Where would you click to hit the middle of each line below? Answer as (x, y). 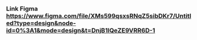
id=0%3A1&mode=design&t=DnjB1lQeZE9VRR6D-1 (81, 30)
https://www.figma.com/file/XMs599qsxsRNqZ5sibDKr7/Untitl (99, 16)
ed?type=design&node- (41, 23)
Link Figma (22, 9)
